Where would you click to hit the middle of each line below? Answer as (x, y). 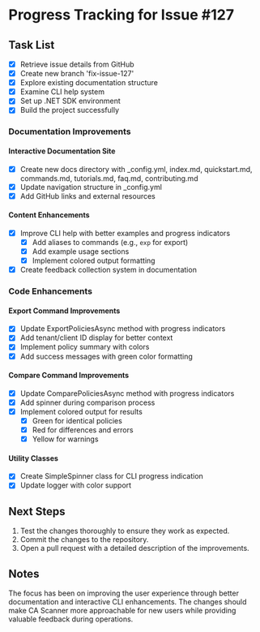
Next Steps (37, 512)
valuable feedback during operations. (71, 619)
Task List (32, 45)
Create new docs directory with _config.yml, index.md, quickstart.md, (136, 169)
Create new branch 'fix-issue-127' (77, 74)
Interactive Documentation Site (62, 151)
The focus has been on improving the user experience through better (124, 593)
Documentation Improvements (70, 131)
